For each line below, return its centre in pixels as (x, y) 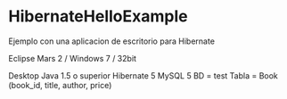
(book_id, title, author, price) (60, 85)
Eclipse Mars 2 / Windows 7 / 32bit (73, 58)
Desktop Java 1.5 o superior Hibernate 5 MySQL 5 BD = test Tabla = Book (143, 75)
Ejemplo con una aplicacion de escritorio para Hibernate (112, 41)
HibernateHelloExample (98, 16)
